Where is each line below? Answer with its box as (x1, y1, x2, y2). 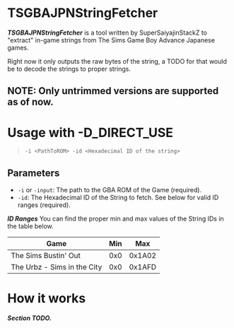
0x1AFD (129, 262, 157, 272)
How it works (7, 291, 86, 307)
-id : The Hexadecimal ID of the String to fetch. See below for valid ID (17, 193, 219, 202)
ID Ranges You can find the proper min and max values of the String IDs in (7, 214, 224, 223)
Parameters (7, 167, 60, 179)
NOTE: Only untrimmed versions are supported (7, 85, 219, 97)
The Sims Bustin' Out (11, 251, 81, 261)
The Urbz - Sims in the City (11, 262, 103, 272)
